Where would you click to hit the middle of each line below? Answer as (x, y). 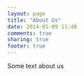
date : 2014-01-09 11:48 (42, 26)
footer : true (26, 46)
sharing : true (28, 40)
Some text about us (36, 66)
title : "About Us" (34, 20)
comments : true (30, 33)
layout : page (26, 14)
